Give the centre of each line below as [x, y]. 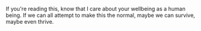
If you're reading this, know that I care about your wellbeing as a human [96, 9]
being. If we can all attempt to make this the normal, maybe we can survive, [100, 15]
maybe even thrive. [30, 22]
